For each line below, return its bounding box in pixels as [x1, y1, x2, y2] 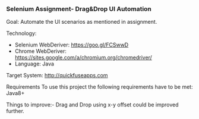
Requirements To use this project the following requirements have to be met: [6, 83, 193, 90]
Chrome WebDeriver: [14, 48, 67, 55]
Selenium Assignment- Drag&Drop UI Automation [6, 5, 151, 13]
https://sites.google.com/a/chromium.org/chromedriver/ [14, 54, 153, 61]
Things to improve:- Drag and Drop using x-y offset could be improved [6, 101, 179, 108]
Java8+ [6, 90, 25, 97]
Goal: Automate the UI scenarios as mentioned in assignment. [6, 18, 157, 26]
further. [6, 108, 25, 115]
